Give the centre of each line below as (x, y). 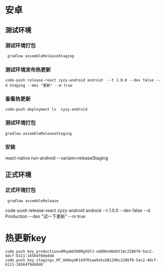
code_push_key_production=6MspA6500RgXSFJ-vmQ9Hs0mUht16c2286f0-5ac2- (80, 252)
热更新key (26, 238)
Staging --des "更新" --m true (41, 86)
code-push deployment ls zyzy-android (46, 110)
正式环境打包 (21, 190)
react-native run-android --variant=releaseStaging (56, 158)
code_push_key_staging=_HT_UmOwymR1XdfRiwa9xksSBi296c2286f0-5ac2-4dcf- (82, 260)
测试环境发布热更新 (28, 69)
